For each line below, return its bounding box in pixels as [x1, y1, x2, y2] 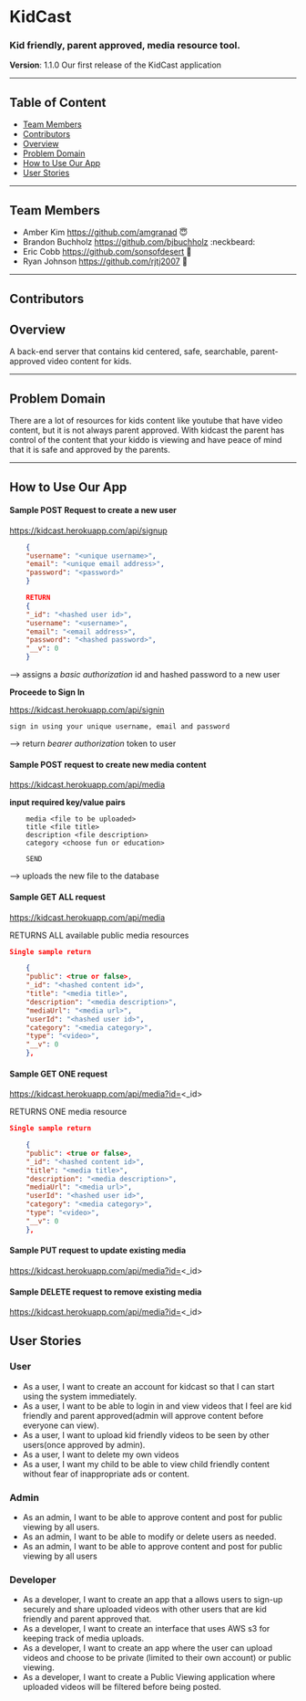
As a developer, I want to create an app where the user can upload [22, 1643, 273, 1654]
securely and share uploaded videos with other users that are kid [22, 1604, 267, 1615]
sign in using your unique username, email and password [9, 722, 230, 731]
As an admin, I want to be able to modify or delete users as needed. [22, 1531, 277, 1542]
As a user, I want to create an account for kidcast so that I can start [22, 1381, 275, 1391]
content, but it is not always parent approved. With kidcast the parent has [9, 425, 285, 436]
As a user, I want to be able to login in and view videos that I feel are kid [22, 1400, 292, 1412]
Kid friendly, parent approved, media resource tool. [9, 39, 241, 52]
